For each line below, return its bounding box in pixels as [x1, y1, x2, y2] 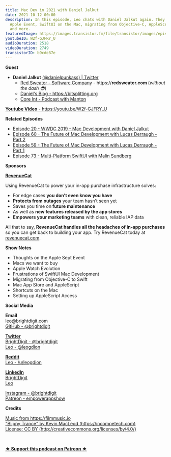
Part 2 [12, 136, 26, 142]
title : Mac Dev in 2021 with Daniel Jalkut [5, 7, 99, 13]
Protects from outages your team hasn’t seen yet [12, 198, 117, 204]
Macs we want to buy [12, 260, 58, 266]
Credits [5, 405, 21, 411]
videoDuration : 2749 [5, 45, 49, 51]
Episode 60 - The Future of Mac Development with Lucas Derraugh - [12, 131, 157, 137]
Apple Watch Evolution [12, 265, 61, 271]
